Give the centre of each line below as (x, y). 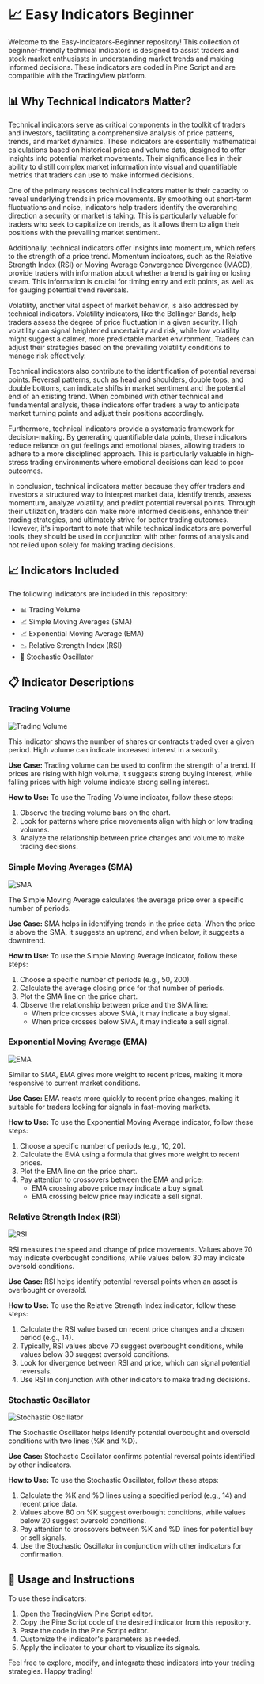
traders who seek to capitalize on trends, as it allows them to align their (124, 224)
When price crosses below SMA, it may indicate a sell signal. (130, 1021)
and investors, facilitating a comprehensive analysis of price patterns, (121, 133)
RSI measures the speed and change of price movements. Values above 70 (130, 1250)
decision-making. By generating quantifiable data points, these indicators (128, 436)
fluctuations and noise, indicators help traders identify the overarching (123, 207)
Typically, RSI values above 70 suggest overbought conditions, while (131, 1346)
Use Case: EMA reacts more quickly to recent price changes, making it (124, 1098)
